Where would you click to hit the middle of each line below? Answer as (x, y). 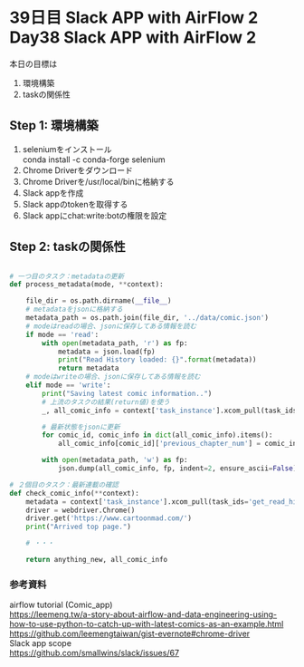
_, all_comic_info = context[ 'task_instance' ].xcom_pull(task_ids (170, 411)
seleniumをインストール (67, 149)
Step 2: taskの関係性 (68, 247)
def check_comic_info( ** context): (75, 493)
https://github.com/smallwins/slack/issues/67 (94, 653)
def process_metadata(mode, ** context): (87, 285)
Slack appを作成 (53, 193)
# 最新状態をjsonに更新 (81, 427)
